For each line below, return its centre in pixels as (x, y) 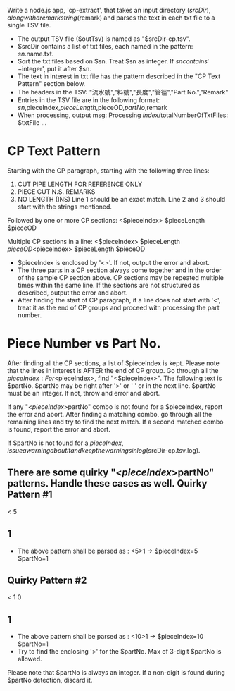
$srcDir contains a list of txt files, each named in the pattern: (105, 46)
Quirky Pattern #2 (47, 580)
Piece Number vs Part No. (84, 344)
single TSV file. (29, 25)
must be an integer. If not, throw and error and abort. (84, 393)
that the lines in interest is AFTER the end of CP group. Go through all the (113, 370)
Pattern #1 (30, 495)
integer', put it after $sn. (57, 69)
